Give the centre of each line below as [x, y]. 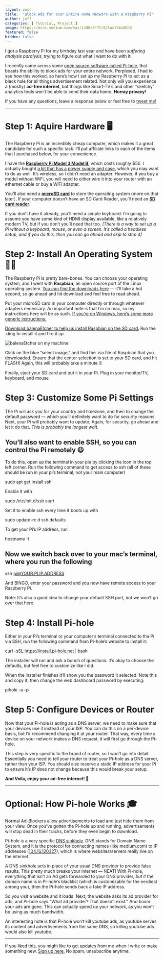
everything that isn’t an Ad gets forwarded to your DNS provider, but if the [79, 876]
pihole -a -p [17, 690]
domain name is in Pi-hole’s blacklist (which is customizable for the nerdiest [81, 882]
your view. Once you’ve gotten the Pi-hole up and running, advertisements [80, 826]
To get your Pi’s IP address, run [36, 529]
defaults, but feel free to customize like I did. [50, 666]
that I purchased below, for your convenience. [51, 154]
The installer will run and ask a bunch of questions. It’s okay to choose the [80, 661]
